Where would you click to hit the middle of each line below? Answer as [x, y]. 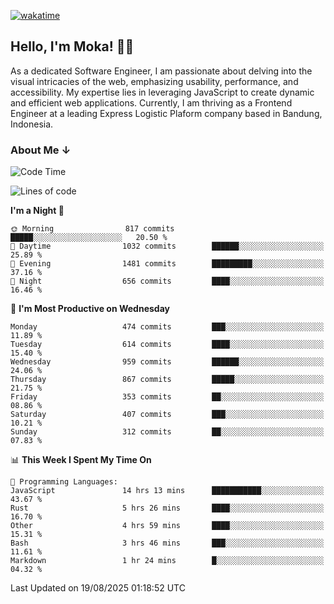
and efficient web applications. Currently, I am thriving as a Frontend [151, 102]
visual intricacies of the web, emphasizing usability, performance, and [154, 81]
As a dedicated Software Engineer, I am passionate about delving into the [161, 71]
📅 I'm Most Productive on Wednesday [90, 309]
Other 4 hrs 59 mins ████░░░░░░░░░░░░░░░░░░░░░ [167, 526]
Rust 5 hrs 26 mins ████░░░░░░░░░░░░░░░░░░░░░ [167, 508]
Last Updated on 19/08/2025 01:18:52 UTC [98, 588]
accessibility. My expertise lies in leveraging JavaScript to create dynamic [162, 92]
